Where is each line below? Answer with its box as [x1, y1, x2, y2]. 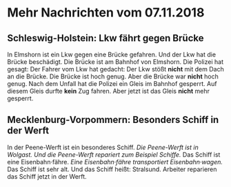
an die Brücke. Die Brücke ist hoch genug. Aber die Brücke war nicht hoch [7, 72, 219, 80]
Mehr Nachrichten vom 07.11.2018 [7, 5, 205, 21]
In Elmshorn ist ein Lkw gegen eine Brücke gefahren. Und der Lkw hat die [7, 50, 216, 58]
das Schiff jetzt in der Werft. [7, 172, 88, 180]
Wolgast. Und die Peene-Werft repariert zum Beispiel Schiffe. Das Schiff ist [7, 150, 221, 159]
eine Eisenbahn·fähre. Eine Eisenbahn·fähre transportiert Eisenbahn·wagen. [7, 157, 223, 166]
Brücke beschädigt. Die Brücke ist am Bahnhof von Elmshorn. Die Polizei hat [7, 58, 224, 66]
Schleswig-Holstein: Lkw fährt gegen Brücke [7, 32, 204, 44]
